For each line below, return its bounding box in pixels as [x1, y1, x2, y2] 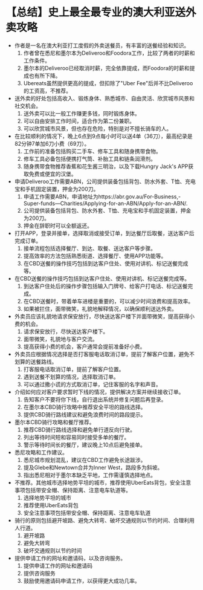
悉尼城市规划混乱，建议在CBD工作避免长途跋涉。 [23, 456, 146, 463]
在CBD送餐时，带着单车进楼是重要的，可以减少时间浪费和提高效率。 [23, 297, 194, 305]
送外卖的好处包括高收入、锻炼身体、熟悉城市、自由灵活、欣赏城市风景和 [14, 94, 195, 102]
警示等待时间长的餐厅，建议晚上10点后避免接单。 [23, 441, 146, 448]
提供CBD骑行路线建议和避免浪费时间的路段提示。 [23, 410, 146, 418]
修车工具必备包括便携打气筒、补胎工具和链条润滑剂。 [23, 155, 156, 162]
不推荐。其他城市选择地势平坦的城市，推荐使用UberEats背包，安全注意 [14, 479, 192, 486]
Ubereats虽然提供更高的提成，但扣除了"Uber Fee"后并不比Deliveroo [23, 79, 193, 86]
